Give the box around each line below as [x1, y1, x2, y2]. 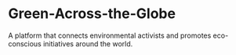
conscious [8, 38, 42, 48]
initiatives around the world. [42, 38, 133, 48]
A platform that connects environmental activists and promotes [8, 31, 212, 40]
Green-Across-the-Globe [8, 5, 176, 23]
